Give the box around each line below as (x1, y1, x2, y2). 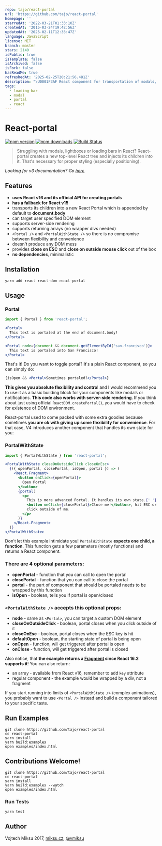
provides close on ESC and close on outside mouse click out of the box (12, 246, 156, 252)
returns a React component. (5, 548, 61, 554)
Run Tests (5, 798, 29, 805)
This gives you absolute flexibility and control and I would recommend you (5, 384, 157, 390)
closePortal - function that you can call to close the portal (12, 576, 128, 582)
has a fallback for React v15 (12, 200, 69, 206)
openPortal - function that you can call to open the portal (12, 572, 127, 577)
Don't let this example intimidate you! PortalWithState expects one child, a (5, 538, 155, 544)
